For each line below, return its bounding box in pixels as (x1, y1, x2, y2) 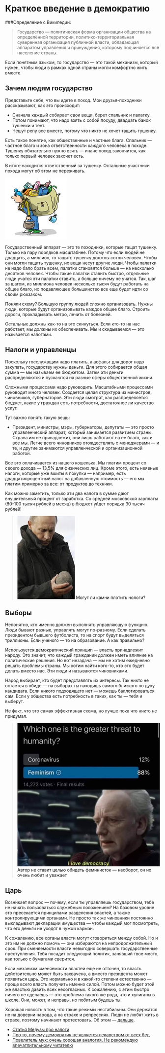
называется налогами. (5, 331, 53, 337)
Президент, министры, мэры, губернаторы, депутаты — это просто (12, 424, 154, 430)
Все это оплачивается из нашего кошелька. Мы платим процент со (5, 459, 146, 466)
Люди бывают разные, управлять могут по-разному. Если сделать (5, 627, 146, 633)
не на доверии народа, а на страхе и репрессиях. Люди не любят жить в (5, 1012, 159, 1018)
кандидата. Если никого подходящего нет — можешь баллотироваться (5, 688, 155, 694)
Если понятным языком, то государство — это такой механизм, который (5, 59, 158, 65)
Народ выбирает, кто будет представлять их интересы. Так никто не (5, 677, 149, 683)
